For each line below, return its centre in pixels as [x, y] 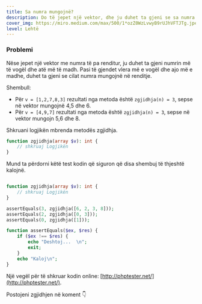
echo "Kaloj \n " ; [38, 259]
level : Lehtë [23, 29]
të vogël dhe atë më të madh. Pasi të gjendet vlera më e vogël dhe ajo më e [99, 69]
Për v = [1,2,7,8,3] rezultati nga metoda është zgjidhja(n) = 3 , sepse [104, 99]
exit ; [35, 248]
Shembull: [19, 87]
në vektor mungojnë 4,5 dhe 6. [53, 106]
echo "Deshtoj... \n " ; [57, 242]
